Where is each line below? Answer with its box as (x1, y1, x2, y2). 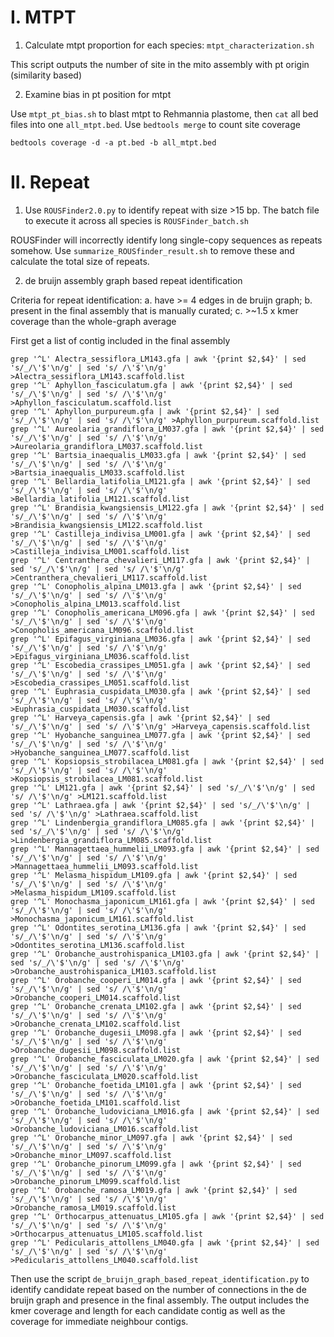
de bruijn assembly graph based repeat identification (24, 274, 243, 286)
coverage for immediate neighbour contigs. (10, 1315, 189, 1327)
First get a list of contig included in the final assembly (10, 334, 231, 346)
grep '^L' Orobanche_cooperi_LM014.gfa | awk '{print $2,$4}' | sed (10, 975, 302, 985)
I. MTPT (10, 6, 77, 29)
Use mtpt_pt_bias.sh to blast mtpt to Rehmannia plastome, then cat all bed (10, 107, 319, 120)
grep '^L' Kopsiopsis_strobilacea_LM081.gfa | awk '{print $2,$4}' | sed (10, 756, 325, 766)
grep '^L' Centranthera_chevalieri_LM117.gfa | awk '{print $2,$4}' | (10, 555, 311, 565)
